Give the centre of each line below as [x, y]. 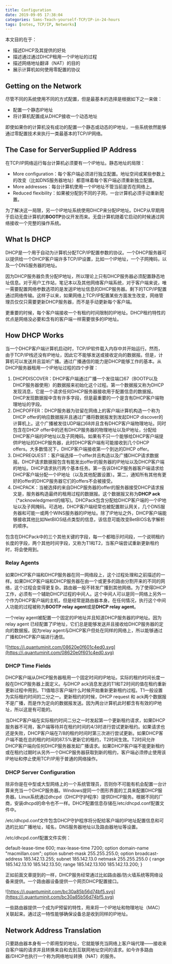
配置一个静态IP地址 [33, 110]
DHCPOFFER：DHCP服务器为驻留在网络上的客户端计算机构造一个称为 [86, 411]
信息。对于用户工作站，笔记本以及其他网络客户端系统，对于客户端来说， [86, 283]
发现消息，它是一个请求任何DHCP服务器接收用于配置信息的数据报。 [84, 391]
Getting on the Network [44, 86]
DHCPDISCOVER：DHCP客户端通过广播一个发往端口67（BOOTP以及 [85, 378]
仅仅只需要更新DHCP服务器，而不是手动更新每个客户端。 [74, 302]
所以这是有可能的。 [34, 710]
